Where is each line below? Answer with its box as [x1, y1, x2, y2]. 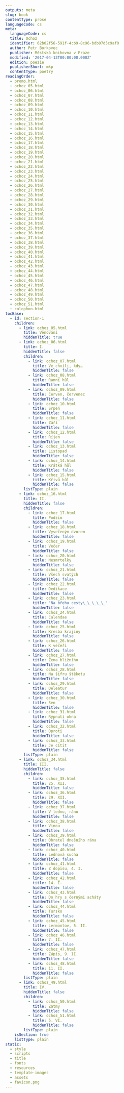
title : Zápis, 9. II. [32, 952, 79, 957]
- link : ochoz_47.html [27, 947, 76, 952]
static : [5, 1041, 22, 1047]
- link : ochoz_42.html [27, 876, 76, 881]
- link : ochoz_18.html [27, 525, 76, 530]
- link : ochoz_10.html [27, 401, 76, 406]
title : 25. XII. [32, 781, 67, 786]
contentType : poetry [10, 69, 53, 74]
